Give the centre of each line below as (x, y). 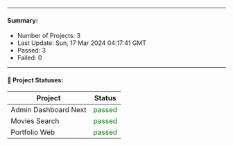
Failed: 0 (29, 58)
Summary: (23, 20)
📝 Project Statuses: (35, 80)
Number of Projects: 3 (49, 36)
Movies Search (35, 121)
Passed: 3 (32, 51)
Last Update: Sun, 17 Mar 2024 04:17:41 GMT (82, 43)
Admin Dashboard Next (49, 110)
